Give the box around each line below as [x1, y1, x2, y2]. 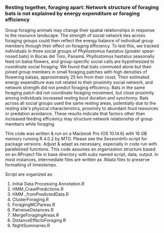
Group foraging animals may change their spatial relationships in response [5, 27, 155, 33]
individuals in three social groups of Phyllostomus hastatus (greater [5, 48, 141, 54]
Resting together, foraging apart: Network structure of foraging [5, 4, 159, 11]
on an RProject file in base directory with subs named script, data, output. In [5, 152, 159, 157]
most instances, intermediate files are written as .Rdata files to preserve [5, 156, 150, 163]
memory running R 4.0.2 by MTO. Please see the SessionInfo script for [5, 136, 147, 142]
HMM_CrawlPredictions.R [12, 186, 64, 192]
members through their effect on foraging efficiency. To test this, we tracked [5, 43, 159, 49]
